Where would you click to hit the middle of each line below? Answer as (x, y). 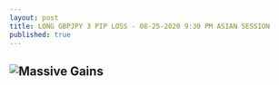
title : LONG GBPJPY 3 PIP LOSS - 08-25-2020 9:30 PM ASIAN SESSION (140, 26)
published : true (40, 34)
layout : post (34, 18)
